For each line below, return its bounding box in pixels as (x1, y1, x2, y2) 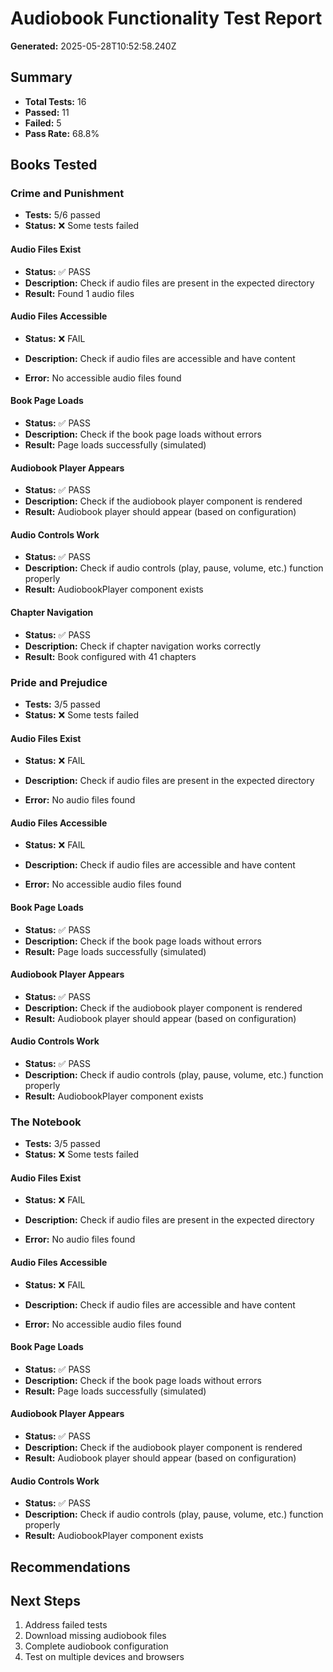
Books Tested (10, 157, 98, 174)
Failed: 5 (24, 117, 62, 129)
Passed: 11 (24, 106, 70, 118)
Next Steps (10, 1593, 81, 1610)
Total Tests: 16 (24, 95, 87, 107)
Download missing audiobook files (24, 1630, 167, 1642)
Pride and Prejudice (10, 675, 108, 689)
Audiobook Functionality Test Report (10, 7, 323, 30)
